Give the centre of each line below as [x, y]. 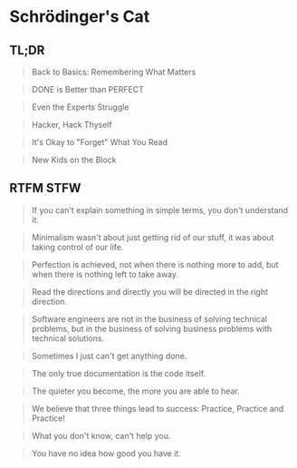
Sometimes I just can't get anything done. [109, 356]
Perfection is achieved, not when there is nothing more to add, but [155, 264]
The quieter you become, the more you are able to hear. [135, 391]
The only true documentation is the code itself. [119, 373]
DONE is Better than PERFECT [88, 89]
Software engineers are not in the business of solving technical [149, 318]
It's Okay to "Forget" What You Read [99, 142]
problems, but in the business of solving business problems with [152, 328]
